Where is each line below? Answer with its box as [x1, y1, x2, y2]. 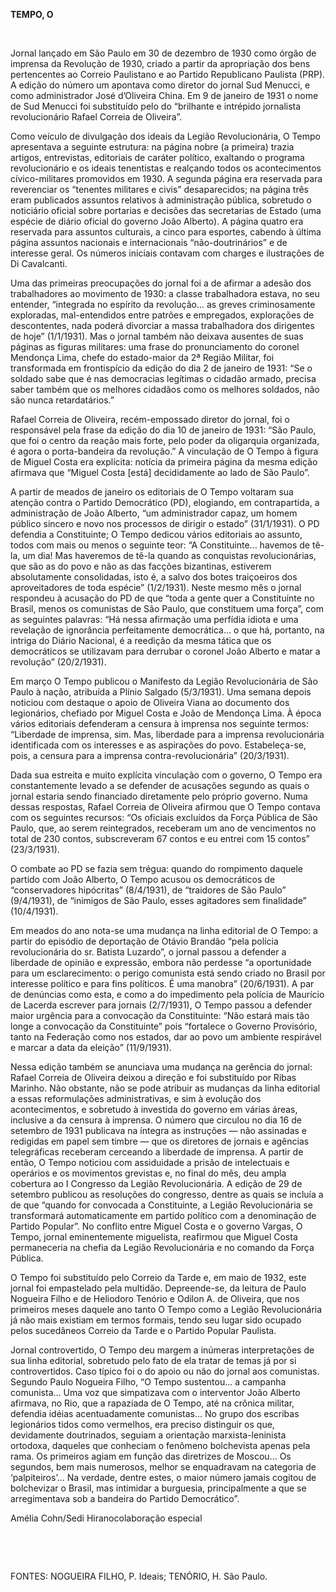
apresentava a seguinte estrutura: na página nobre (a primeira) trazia [10, 141, 295, 153]
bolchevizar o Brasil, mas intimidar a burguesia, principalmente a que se [10, 1482, 307, 1494]
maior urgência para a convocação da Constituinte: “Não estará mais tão [10, 1010, 310, 1021]
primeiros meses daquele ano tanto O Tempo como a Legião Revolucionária [10, 1304, 323, 1315]
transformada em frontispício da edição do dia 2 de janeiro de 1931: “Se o [10, 362, 313, 374]
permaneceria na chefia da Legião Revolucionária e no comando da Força [10, 1242, 315, 1253]
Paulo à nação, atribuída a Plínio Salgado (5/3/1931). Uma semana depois [10, 686, 312, 698]
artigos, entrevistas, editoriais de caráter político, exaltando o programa [10, 152, 305, 163]
